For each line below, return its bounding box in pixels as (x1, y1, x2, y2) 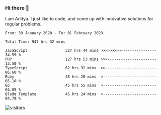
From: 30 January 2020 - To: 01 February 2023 (5, 31, 103, 36)
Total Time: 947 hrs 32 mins (5, 39, 66, 44)
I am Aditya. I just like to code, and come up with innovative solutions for (5, 16, 154, 22)
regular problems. (5, 21, 42, 27)
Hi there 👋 (5, 4, 30, 11)
